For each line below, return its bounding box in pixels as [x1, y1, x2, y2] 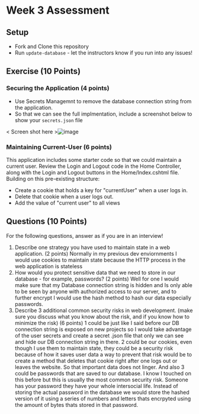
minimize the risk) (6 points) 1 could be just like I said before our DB [14, 319, 179, 326]
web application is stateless [14, 262, 83, 270]
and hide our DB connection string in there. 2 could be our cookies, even [14, 338, 192, 345]
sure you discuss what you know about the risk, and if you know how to [14, 313, 190, 320]
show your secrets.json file [14, 116, 83, 123]
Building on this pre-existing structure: [6, 175, 100, 182]
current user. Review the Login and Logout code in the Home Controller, [6, 163, 182, 170]
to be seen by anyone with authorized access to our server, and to [14, 288, 176, 295]
